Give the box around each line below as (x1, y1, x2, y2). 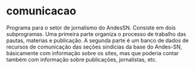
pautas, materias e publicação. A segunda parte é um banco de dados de (6, 37, 189, 44)
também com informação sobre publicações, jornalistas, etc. (6, 56, 157, 63)
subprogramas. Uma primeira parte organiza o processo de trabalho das (6, 30, 187, 37)
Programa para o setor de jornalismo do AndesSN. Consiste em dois (6, 24, 176, 31)
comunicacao (6, 4, 77, 18)
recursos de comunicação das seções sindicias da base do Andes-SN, (6, 43, 182, 50)
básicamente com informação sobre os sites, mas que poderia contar (6, 49, 179, 56)
